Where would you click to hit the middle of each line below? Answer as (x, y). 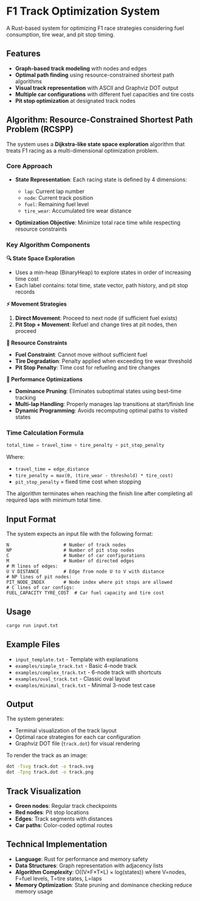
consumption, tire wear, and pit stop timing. (60, 34)
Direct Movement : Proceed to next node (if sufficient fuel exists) (96, 318)
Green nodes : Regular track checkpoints (66, 806)
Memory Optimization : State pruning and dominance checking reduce (104, 885)
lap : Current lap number (54, 191)
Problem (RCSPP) (40, 129)
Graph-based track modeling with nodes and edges (81, 68)
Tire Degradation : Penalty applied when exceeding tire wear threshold (104, 361)
